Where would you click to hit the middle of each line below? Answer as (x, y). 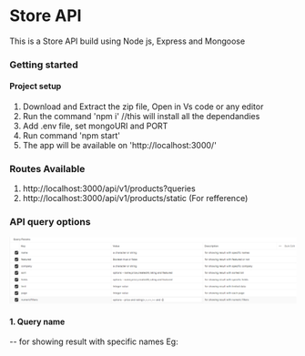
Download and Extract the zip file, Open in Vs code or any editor (143, 107)
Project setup (36, 86)
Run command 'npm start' (71, 136)
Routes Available (47, 168)
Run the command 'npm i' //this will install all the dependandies (141, 117)
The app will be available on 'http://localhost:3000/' (119, 146)
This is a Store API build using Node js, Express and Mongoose (127, 41)
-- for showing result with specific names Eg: (94, 341)
